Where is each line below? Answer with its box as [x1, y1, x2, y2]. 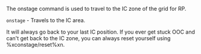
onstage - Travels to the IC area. [6, 17, 86, 23]
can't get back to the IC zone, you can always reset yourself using [6, 35, 171, 41]
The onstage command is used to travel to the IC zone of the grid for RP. [6, 5, 187, 12]
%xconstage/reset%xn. [6, 41, 65, 48]
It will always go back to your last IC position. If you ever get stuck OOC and [6, 28, 195, 35]
